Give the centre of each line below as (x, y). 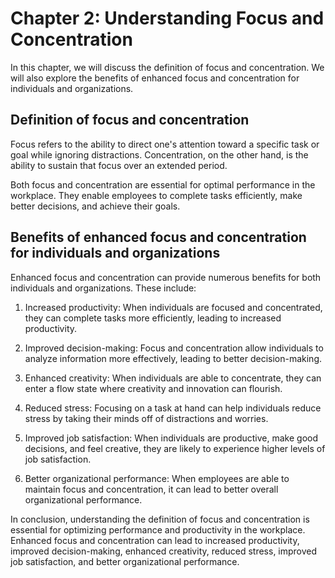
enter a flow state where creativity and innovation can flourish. (153, 388)
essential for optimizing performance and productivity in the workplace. (158, 529)
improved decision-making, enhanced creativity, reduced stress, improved (164, 551)
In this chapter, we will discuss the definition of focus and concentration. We (167, 67)
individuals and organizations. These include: (103, 288)
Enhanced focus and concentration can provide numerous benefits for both (166, 277)
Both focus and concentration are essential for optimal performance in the (163, 184)
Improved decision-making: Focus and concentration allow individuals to (174, 348)
